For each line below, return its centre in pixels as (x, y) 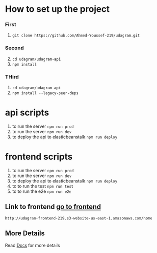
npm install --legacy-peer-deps (45, 93)
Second (14, 48)
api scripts (27, 113)
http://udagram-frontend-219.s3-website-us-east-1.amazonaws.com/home (79, 218)
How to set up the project (57, 9)
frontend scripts (39, 157)
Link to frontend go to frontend (53, 207)
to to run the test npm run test (43, 186)
